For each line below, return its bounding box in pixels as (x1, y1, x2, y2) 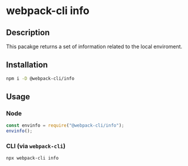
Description (6, 28, 50, 38)
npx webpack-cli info (6, 155, 59, 161)
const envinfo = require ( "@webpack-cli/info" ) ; (6, 123, 125, 128)
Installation (6, 60, 48, 70)
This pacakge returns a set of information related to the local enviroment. (6, 43, 183, 50)
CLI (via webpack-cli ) (6, 142, 66, 150)
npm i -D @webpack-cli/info (6, 75, 75, 82)
